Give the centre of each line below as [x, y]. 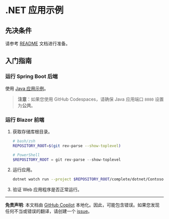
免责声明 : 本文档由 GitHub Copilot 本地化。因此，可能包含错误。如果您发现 [82, 205]
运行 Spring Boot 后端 [31, 77]
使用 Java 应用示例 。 [27, 88]
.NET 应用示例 [34, 10]
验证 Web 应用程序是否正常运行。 [47, 190]
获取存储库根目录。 [32, 131]
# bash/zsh [24, 141]
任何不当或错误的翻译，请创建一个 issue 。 [49, 211]
